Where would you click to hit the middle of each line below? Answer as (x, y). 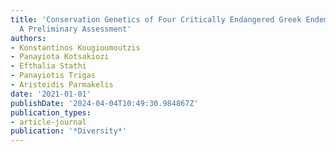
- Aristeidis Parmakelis (62, 85)
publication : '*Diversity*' (69, 131)
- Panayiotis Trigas (53, 76)
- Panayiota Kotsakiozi (60, 57)
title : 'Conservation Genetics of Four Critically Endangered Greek (156, 19)
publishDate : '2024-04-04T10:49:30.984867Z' (104, 103)
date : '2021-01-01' (51, 94)
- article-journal (48, 122)
